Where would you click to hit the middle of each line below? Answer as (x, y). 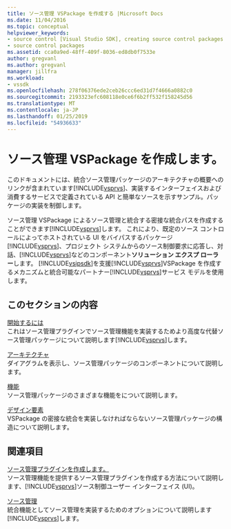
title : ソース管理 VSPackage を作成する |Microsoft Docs (85, 13)
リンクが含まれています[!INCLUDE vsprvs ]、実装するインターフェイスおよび (114, 188)
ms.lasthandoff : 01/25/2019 (48, 116)
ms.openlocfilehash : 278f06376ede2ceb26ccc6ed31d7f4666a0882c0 (100, 91)
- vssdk (18, 84)
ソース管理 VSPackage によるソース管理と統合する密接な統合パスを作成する (115, 220)
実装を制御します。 (58, 205)
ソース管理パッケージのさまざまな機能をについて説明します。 (94, 396)
